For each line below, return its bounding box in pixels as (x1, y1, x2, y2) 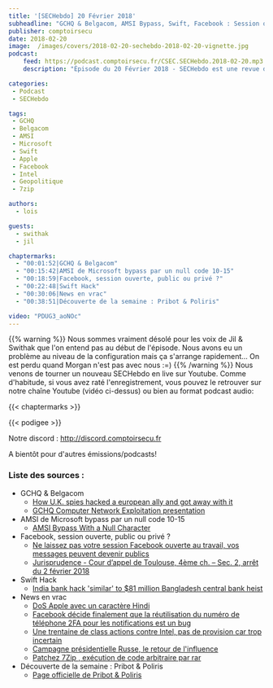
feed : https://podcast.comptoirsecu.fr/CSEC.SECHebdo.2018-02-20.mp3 (23, 58, 264, 66)
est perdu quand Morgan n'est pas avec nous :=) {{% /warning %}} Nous (8, 360, 253, 370)
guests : (8, 221, 35, 230)
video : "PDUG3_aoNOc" (8, 312, 82, 320)
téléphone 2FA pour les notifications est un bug (32, 618, 191, 628)
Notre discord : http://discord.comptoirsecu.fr (8, 433, 162, 444)
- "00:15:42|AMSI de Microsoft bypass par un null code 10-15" (15, 267, 234, 275)
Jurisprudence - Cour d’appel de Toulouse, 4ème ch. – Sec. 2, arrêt (32, 557, 259, 567)
